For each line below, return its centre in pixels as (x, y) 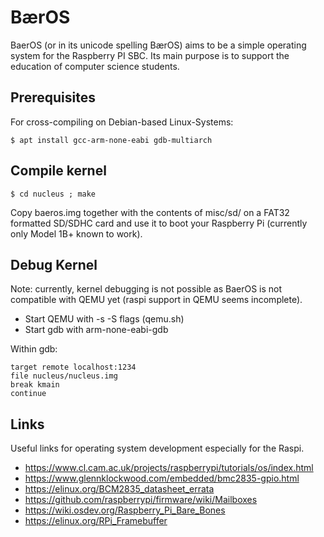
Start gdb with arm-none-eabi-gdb (96, 330)
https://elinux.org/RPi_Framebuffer (96, 521)
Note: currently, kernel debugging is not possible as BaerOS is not (146, 289)
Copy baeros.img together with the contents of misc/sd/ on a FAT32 (150, 212)
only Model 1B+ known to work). (76, 233)
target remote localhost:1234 (73, 367)
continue (28, 394)
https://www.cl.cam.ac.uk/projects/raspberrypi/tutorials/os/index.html (169, 468)
